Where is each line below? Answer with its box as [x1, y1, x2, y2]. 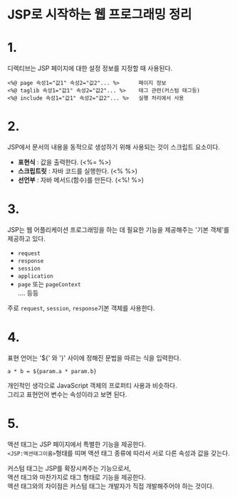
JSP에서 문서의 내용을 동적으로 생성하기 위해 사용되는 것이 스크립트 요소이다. [7, 143, 221, 152]
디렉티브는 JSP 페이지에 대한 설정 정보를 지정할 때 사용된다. [7, 64, 173, 73]
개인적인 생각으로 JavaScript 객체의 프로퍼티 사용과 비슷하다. [7, 381, 178, 389]
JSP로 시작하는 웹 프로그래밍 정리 [7, 6, 192, 23]
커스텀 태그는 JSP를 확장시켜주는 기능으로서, [7, 464, 132, 472]
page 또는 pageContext [17, 280, 81, 288]
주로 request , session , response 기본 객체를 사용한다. [7, 304, 155, 312]
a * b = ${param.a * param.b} [7, 367, 98, 375]
